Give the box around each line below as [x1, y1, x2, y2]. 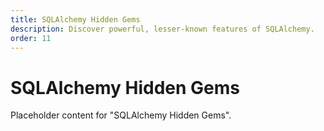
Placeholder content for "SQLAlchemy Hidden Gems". [10, 109, 232, 121]
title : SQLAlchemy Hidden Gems [10, 14, 141, 25]
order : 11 [10, 33, 52, 43]
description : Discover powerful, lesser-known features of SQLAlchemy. [10, 24, 315, 34]
